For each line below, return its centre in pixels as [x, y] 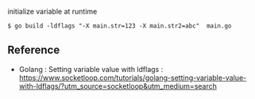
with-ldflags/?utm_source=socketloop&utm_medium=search [118, 86]
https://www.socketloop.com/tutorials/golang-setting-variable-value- [133, 78]
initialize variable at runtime [52, 11]
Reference [34, 50]
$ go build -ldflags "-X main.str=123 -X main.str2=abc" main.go [120, 26]
